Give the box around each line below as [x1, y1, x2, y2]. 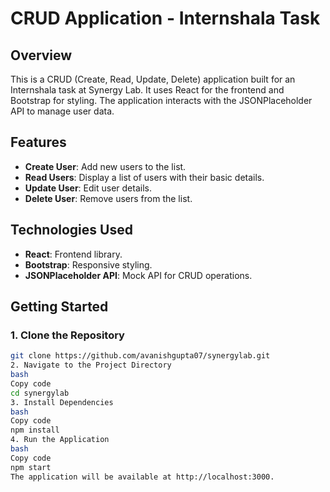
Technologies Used [10, 222, 133, 239]
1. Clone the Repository [10, 328, 125, 342]
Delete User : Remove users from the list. [24, 192, 193, 204]
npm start [10, 462, 52, 472]
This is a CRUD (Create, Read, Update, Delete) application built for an [10, 73, 296, 85]
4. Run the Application [10, 435, 110, 445]
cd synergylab [10, 388, 70, 398]
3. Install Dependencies [10, 397, 114, 407]
